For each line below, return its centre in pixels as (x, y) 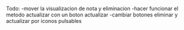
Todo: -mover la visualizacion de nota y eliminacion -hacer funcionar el (92, 9)
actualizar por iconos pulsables (44, 21)
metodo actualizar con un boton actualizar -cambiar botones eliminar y (92, 15)
